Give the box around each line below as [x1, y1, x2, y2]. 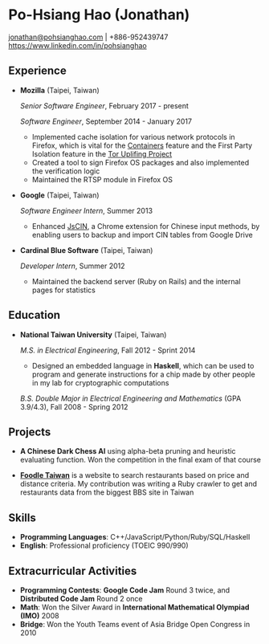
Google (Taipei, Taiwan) [19, 190, 100, 200]
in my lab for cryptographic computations [31, 377, 169, 387]
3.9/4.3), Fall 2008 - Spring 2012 [19, 401, 128, 411]
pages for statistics [31, 285, 96, 295]
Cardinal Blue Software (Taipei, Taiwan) [19, 245, 153, 255]
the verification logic [31, 166, 100, 176]
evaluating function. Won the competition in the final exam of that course [19, 455, 261, 465]
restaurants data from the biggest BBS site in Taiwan [19, 487, 194, 497]
